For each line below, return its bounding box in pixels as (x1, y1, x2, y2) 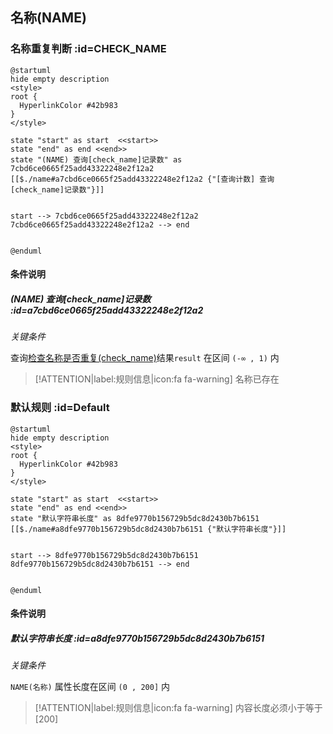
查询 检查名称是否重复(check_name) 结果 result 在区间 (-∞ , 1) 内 (10, 352, 280, 364)
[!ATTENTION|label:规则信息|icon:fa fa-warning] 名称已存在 (34, 373, 280, 385)
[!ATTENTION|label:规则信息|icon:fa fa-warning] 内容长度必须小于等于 (34, 702, 323, 714)
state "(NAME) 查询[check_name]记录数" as (10, 154, 183, 165)
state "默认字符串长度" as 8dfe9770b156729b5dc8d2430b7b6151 (10, 513, 260, 523)
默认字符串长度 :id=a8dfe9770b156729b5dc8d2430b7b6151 (10, 632, 265, 644)
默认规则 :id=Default (10, 401, 110, 415)
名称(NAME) (10, 9, 87, 27)
